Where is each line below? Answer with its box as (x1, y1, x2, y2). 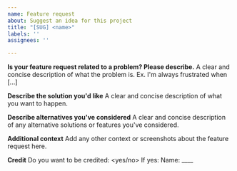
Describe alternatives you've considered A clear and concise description (7, 113, 226, 122)
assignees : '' (7, 37, 50, 44)
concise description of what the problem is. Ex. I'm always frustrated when (7, 71, 228, 79)
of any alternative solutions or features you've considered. (7, 120, 180, 129)
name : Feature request (7, 10, 75, 18)
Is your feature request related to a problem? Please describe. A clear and (7, 63, 230, 71)
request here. (7, 142, 47, 150)
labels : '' (7, 30, 40, 38)
